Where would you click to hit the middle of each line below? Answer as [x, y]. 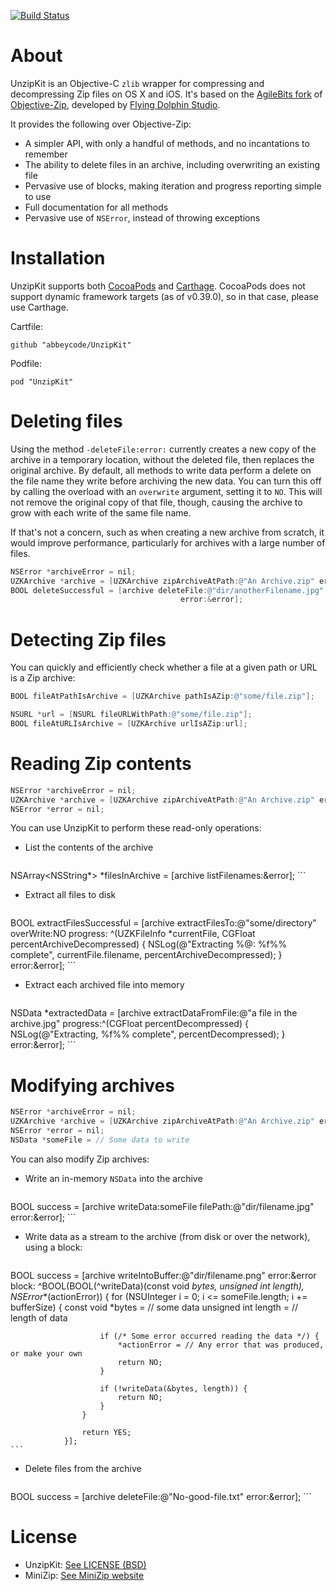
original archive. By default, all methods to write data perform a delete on [161, 470]
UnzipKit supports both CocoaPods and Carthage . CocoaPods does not [158, 286]
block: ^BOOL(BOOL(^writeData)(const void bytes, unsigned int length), [157, 1286]
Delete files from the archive [83, 1468]
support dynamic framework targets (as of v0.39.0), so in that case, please [164, 296]
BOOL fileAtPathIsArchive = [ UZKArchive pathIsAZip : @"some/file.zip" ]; [162, 696]
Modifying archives [92, 1085]
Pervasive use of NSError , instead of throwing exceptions [142, 217]
